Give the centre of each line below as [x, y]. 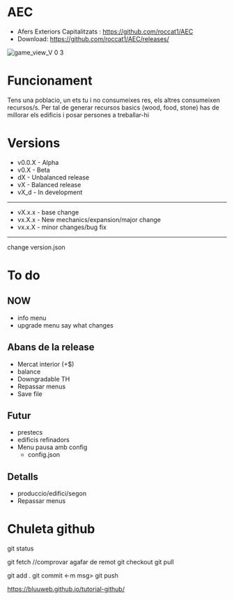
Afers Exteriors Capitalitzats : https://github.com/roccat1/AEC [105, 31]
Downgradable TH [44, 379]
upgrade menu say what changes [65, 325]
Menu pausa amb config [52, 447]
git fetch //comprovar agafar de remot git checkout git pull [91, 562]
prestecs [30, 432]
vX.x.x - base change [48, 212]
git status [21, 548]
